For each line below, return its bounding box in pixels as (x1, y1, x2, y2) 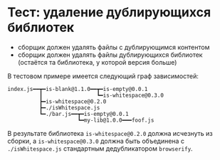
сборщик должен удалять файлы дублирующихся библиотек (17, 50, 203, 59)
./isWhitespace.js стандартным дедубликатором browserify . (7, 144, 194, 153)
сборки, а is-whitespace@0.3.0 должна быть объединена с (7, 137, 185, 145)
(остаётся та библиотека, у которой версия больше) (17, 58, 177, 66)
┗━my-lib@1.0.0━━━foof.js (77, 117, 154, 124)
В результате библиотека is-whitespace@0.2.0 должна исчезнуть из (7, 129, 213, 137)
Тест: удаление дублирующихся (7, 4, 211, 21)
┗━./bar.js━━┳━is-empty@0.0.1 (38, 110, 130, 117)
